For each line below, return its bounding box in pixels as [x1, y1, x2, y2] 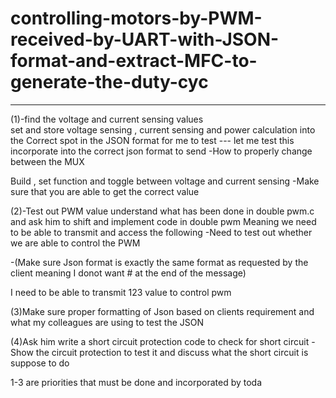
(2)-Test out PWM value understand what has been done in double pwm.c [10, 205, 315, 217]
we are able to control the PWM [10, 237, 141, 249]
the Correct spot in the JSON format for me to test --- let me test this [10, 134, 295, 146]
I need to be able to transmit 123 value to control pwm [10, 286, 232, 298]
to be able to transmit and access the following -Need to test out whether [10, 226, 313, 238]
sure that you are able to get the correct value [10, 185, 200, 197]
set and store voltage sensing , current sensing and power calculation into [10, 123, 316, 136]
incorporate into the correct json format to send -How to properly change [10, 145, 313, 157]
